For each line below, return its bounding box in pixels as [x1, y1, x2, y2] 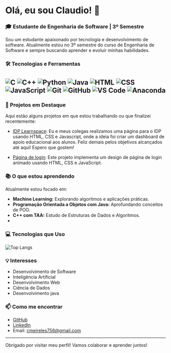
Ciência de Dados [12, 285, 50, 291]
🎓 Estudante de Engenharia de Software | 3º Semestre [5, 23, 144, 30]
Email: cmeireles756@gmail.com [12, 328, 81, 334]
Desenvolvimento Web [12, 279, 60, 285]
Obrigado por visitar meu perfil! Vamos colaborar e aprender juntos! [5, 342, 148, 348]
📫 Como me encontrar [5, 303, 63, 310]
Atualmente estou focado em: [5, 186, 67, 193]
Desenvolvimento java [12, 290, 60, 296]
